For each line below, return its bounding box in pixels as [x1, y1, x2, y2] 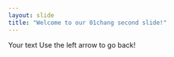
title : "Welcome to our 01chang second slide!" [8, 19, 168, 27]
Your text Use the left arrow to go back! [8, 40, 136, 49]
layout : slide [8, 11, 55, 20]
